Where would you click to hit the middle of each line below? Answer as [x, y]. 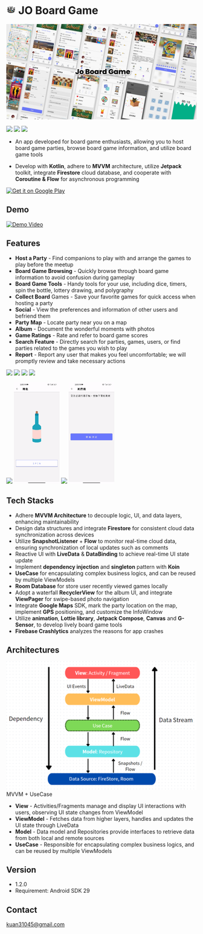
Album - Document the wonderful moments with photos [85, 329]
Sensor [24, 625]
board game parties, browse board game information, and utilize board [103, 148]
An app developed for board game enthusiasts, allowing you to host [99, 141]
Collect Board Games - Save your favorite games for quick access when [105, 297]
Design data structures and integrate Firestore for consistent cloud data [105, 528]
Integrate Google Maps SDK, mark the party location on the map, [96, 605]
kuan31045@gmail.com [36, 924]
